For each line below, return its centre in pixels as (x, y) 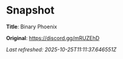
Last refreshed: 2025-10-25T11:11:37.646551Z (61, 49)
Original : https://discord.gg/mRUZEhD (53, 38)
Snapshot (30, 10)
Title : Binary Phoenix (32, 27)
